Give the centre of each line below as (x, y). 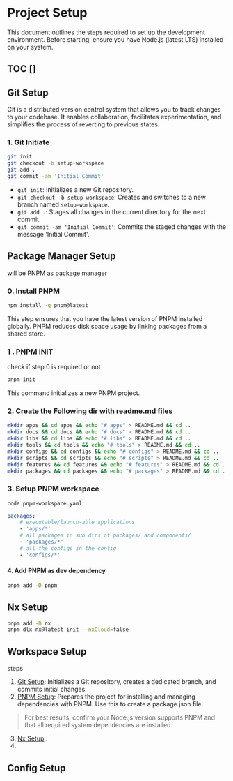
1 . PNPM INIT (30, 352)
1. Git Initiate (29, 142)
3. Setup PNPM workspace (53, 489)
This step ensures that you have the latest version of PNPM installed (105, 318)
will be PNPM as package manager (57, 273)
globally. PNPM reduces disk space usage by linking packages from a (107, 326)
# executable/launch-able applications (78, 522)
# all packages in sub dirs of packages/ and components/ (105, 535)
